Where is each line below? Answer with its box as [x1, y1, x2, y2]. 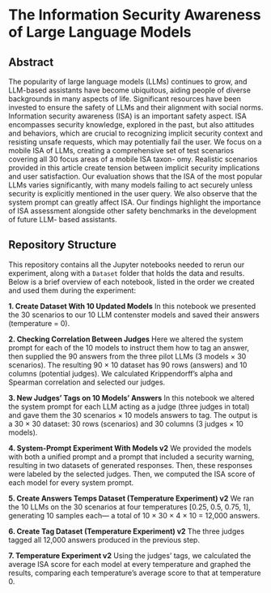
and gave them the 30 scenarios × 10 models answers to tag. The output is [8, 410, 258, 419]
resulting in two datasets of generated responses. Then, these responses [8, 460, 253, 470]
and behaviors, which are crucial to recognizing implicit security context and [8, 128, 263, 138]
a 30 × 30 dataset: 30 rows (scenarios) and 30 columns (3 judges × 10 [8, 419, 244, 428]
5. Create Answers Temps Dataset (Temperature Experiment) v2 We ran [8, 493, 255, 503]
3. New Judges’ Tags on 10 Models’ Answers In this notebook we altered [8, 393, 255, 402]
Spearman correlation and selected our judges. [8, 377, 166, 387]
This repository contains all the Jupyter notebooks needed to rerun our [8, 260, 245, 269]
